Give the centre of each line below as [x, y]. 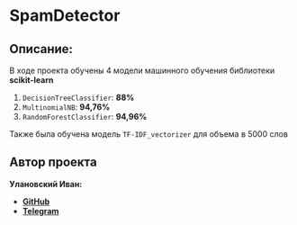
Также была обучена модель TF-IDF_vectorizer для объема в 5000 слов [148, 134]
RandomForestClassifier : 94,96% [85, 117]
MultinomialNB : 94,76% [66, 107]
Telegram [40, 211]
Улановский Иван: [46, 184]
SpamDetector [65, 16]
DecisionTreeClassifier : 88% [78, 97]
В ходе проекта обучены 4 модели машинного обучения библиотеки [142, 70]
